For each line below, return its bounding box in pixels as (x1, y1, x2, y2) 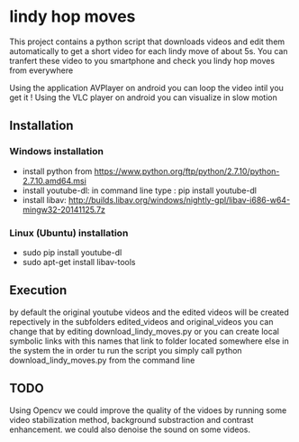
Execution (9, 282, 68, 299)
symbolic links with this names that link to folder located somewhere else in (9, 336, 290, 346)
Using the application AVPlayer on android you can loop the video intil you (9, 82, 284, 93)
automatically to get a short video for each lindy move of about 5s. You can (9, 45, 288, 56)
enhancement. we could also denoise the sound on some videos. (9, 424, 250, 435)
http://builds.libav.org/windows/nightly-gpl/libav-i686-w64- (68, 194, 291, 205)
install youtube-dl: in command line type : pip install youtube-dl (22, 185, 258, 196)
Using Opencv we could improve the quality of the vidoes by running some (9, 404, 287, 416)
